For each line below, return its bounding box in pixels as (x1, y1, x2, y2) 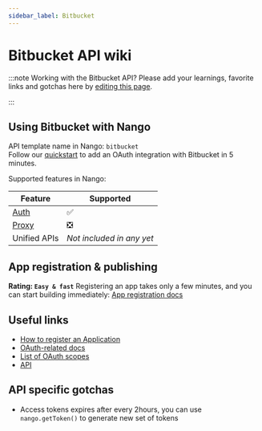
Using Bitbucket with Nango (8, 120, 151, 133)
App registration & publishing (8, 260, 158, 274)
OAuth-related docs (19, 343, 86, 352)
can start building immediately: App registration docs (8, 290, 183, 299)
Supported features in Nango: (8, 174, 107, 184)
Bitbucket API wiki (8, 46, 132, 64)
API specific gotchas (8, 383, 115, 397)
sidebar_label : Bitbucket (8, 11, 95, 20)
